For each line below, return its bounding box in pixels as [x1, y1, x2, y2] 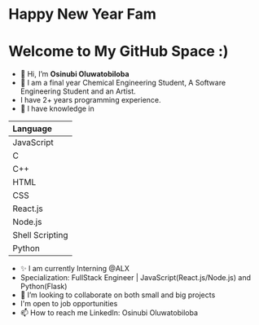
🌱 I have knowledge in [20, 103, 95, 114]
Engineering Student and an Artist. [20, 86, 136, 96]
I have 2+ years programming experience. [20, 95, 161, 105]
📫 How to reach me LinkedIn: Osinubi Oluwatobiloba [20, 308, 198, 318]
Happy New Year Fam [8, 5, 156, 24]
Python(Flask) [20, 282, 68, 292]
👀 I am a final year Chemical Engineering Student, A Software [20, 78, 226, 88]
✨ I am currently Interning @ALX [20, 264, 130, 274]
